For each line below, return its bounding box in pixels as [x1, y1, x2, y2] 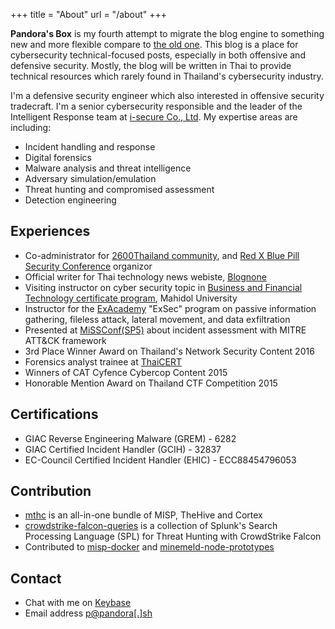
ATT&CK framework [24, 334, 107, 346]
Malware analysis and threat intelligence [24, 162, 192, 174]
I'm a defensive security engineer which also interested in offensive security [10, 90, 325, 101]
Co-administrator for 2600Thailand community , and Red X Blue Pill [24, 249, 300, 261]
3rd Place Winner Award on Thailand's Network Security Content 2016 [24, 345, 315, 357]
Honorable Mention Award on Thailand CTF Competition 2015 [24, 377, 278, 389]
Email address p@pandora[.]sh [24, 607, 153, 619]
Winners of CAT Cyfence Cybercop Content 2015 [24, 366, 228, 378]
